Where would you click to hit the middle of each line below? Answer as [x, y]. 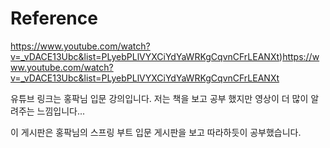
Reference [54, 18]
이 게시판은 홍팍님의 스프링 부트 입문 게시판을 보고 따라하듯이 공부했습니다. [156, 132]
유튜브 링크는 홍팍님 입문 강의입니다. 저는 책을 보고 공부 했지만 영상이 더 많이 [159, 98]
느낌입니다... [61, 111]
